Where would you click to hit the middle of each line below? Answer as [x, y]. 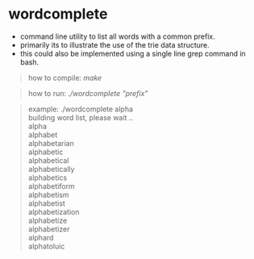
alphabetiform [51, 186]
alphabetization [54, 211]
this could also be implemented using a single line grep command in [133, 53]
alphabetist [47, 203]
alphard [41, 237]
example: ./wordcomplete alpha [81, 109]
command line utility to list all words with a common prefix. [117, 36]
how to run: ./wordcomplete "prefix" [88, 93]
